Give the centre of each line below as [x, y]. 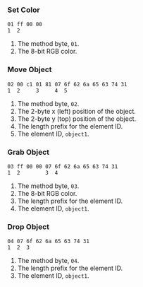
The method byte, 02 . [48, 103]
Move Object [30, 70]
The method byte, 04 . [48, 261]
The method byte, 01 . [48, 44]
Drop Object [29, 226]
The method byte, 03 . [48, 186]
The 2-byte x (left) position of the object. [76, 111]
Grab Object [29, 152]
